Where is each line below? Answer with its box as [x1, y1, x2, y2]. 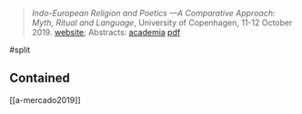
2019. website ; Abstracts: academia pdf [31, 27, 181, 37]
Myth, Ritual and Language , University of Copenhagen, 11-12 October [31, 17, 293, 28]
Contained [9, 71, 70, 86]
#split [9, 44, 31, 55]
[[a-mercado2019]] [9, 94, 81, 105]
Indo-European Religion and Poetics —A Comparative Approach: [31, 8, 276, 18]
